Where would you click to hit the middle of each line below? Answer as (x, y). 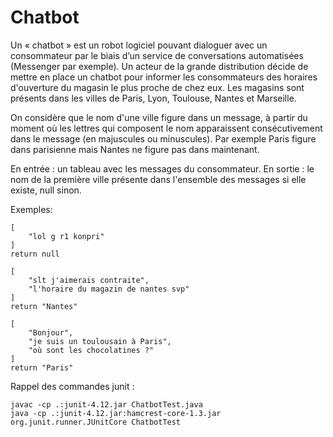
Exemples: (31, 209)
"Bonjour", (51, 332)
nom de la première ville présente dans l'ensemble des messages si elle (158, 179)
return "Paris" (42, 367)
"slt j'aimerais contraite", (89, 280)
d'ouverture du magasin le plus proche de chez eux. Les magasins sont (157, 87)
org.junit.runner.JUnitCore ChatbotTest (96, 422)
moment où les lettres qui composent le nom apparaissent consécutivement (166, 128)
